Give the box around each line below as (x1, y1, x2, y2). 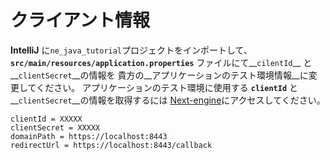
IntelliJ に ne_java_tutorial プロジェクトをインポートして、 (10, 44, 253, 56)
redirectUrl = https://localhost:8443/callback (10, 140, 213, 150)
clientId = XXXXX (10, 114, 83, 124)
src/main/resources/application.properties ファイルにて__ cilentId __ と (10, 56, 313, 68)
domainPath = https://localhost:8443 (10, 131, 168, 141)
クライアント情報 (10, 9, 150, 32)
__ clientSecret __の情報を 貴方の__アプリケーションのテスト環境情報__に (10, 69, 309, 81)
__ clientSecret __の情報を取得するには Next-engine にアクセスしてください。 (10, 94, 326, 106)
